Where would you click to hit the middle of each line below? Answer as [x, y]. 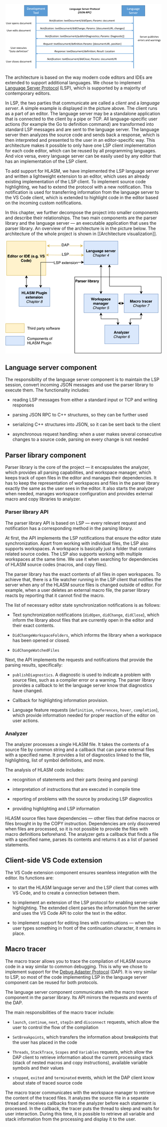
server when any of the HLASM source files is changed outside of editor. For [83, 585]
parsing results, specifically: [34, 665]
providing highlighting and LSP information [56, 808]
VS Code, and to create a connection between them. [66, 893]
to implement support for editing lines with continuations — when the [83, 923]
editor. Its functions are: [29, 878]
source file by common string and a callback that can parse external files [80, 750]
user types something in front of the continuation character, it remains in [86, 928]
